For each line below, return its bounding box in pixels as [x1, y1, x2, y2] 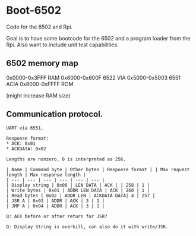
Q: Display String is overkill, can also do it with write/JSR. [6, 224, 169, 229]
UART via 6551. [6, 125, 44, 131]
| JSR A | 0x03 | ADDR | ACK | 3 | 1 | [6, 197, 105, 204]
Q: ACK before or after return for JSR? [6, 213, 108, 219]
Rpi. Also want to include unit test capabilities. [6, 41, 119, 48]
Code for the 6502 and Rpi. [6, 23, 73, 30]
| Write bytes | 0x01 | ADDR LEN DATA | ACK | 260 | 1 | [6, 187, 150, 193]
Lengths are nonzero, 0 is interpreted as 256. [6, 156, 127, 162]
